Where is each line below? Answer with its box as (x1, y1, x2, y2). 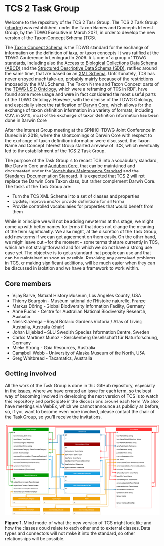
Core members (5, 280, 51, 288)
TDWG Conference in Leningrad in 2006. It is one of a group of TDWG (5, 55, 147, 60)
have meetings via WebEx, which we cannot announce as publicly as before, (5, 403, 160, 409)
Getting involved (5, 370, 57, 378)
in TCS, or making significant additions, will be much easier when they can (5, 260, 156, 266)
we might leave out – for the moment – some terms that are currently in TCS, (5, 239, 159, 245)
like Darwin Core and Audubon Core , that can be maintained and (5, 163, 136, 169)
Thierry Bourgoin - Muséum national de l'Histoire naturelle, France (12, 298, 146, 304)
